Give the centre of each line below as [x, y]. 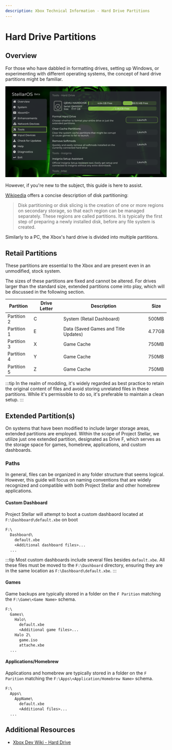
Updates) [73, 334]
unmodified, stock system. [33, 271]
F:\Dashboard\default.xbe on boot [42, 520]
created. [27, 227]
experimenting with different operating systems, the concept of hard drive [83, 73]
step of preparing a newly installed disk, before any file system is [86, 222]
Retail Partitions [31, 253]
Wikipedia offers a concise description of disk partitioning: [67, 196]
